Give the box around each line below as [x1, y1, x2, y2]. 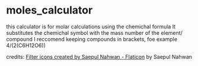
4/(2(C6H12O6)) [6, 42, 46, 49]
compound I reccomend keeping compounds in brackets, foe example [6, 35, 178, 42]
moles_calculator [6, 4, 93, 17]
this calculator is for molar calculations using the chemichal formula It [6, 23, 176, 30]
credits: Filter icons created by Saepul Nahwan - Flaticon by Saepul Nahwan [6, 53, 193, 60]
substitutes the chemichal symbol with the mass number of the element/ [6, 29, 183, 36]
